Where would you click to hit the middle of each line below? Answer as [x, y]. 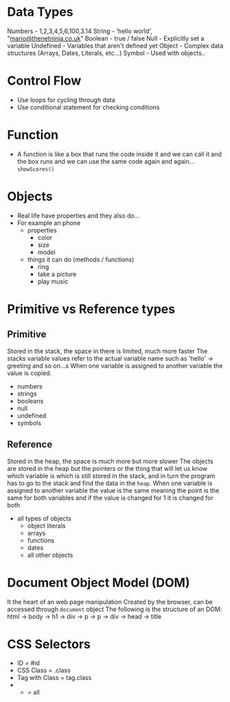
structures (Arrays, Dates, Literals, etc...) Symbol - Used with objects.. [106, 53]
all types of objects [44, 518]
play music [53, 281]
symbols [29, 423]
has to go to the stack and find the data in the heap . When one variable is [110, 483]
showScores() [36, 169]
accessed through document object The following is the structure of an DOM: [115, 609]
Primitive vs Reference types [91, 309]
